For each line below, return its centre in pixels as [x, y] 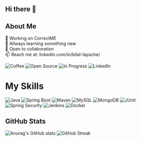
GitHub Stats [25, 121]
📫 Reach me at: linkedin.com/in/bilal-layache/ [53, 54]
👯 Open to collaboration [29, 49]
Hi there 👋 [21, 9]
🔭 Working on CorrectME [31, 38]
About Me [21, 26]
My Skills [24, 86]
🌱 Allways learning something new [41, 43]
